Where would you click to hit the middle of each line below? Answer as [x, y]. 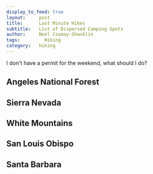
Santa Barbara [34, 164]
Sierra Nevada [34, 103]
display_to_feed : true [35, 12]
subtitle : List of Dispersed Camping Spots [65, 29]
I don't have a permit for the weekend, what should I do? [77, 63]
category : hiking [31, 46]
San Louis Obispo [40, 144]
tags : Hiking [34, 40]
